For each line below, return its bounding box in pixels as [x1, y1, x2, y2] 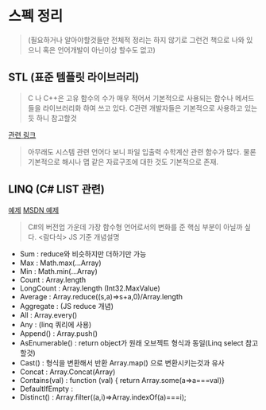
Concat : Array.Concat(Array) [19, 367, 116, 377]
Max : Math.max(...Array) [19, 258, 102, 267]
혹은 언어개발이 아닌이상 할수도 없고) [42, 45, 156, 54]
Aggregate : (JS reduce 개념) [19, 301, 114, 310]
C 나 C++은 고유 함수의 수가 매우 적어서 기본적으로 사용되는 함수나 [27, 93, 234, 103]
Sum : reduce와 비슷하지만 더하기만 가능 [19, 248, 147, 259]
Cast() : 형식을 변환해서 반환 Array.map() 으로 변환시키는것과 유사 [19, 357, 225, 367]
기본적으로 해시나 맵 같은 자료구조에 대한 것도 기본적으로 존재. [27, 157, 219, 166]
